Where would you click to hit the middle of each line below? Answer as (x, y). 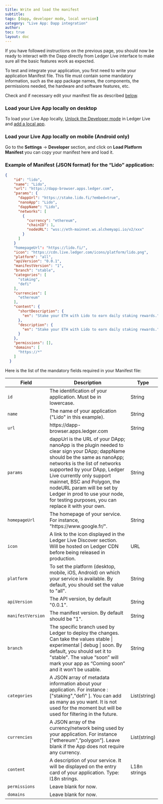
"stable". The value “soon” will (84, 657)
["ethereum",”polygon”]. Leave (85, 740)
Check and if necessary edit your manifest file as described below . (72, 95)
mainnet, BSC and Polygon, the (85, 482)
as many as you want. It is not (83, 702)
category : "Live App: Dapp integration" (47, 23)
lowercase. (62, 403)
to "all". (58, 591)
